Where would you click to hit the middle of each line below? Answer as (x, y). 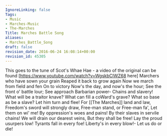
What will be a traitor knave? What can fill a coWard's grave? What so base (82, 97)
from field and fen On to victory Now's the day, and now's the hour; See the (83, 86)
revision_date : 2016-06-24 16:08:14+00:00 (50, 51)
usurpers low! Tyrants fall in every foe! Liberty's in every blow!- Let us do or (83, 123)
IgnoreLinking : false (28, 10)
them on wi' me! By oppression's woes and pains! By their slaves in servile (82, 113)
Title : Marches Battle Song (35, 33)
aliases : (14, 38)
